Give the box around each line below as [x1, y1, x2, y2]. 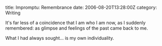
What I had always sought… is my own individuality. [5, 35, 114, 41]
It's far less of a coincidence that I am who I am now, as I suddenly [5, 20, 146, 26]
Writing [5, 10, 21, 16]
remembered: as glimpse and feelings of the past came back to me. [5, 25, 148, 31]
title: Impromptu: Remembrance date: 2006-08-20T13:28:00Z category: [5, 5, 157, 10]
